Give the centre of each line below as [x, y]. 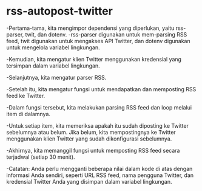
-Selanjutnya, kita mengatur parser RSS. [56, 77]
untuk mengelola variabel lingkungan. [53, 47]
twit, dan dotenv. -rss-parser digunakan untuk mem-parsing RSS [106, 34]
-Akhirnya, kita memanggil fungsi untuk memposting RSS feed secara [93, 150]
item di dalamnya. [28, 114]
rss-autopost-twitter [60, 11]
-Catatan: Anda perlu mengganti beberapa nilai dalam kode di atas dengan [99, 168]
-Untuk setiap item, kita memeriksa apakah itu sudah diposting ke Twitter [98, 125]
